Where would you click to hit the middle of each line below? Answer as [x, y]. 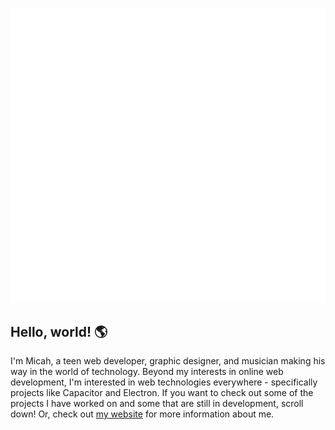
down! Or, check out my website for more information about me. [142, 414]
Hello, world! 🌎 [59, 331]
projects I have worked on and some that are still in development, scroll [157, 404]
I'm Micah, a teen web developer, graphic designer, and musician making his [168, 361]
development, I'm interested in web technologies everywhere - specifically [164, 382]
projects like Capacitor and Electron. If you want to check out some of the [162, 393]
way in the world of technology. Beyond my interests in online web [147, 372]
